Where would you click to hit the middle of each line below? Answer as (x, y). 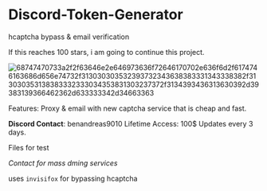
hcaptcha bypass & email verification (69, 37)
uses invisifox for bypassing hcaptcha (73, 178)
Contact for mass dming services (63, 163)
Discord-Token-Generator (96, 15)
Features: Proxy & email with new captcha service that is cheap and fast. (128, 108)
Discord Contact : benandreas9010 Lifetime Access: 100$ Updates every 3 (131, 123)
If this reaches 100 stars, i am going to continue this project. (106, 52)
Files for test (29, 147)
